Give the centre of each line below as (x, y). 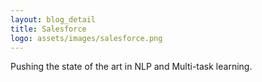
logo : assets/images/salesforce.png (86, 38)
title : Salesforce (48, 29)
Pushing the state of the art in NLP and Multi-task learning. (131, 67)
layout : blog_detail (53, 19)
